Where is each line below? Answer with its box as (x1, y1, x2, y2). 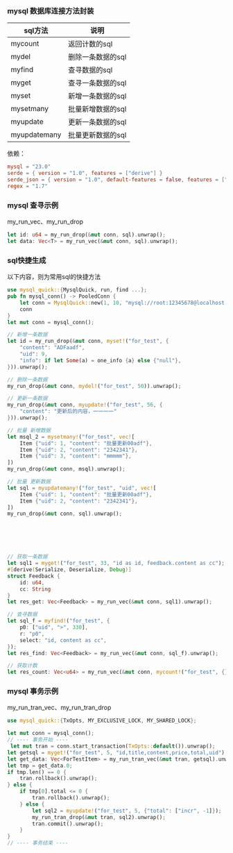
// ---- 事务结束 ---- (7, 840, 69, 847)
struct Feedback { (7, 573, 60, 580)
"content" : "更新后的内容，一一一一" (19, 408, 117, 415)
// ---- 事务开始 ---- (7, 736, 69, 743)
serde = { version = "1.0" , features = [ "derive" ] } (7, 170, 163, 177)
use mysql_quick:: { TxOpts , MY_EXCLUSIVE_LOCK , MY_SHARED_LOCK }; (7, 717, 197, 725)
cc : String (19, 585, 51, 593)
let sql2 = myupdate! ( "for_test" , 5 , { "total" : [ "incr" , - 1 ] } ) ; (32, 807, 222, 814)
